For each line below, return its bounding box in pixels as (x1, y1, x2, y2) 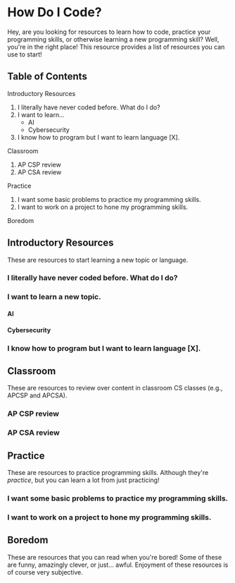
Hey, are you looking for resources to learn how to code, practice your (7, 28, 211, 36)
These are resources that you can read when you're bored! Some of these (7, 553, 222, 561)
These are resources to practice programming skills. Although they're (7, 468, 209, 476)
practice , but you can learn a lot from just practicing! (7, 476, 160, 484)
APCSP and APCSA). (7, 391, 68, 399)
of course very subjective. (7, 567, 83, 576)
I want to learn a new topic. (7, 292, 101, 302)
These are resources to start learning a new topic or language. (7, 256, 189, 264)
